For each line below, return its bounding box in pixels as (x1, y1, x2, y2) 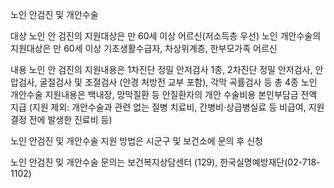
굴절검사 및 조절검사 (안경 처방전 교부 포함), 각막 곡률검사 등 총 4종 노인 (39, 76, 318, 88)
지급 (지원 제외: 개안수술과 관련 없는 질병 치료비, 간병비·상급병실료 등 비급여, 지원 (10, 101, 325, 113)
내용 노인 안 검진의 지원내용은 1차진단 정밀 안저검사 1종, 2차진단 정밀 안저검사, (10, 64, 313, 75)
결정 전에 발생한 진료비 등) (10, 114, 113, 125)
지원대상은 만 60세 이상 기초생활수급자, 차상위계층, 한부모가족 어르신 (10, 43, 278, 54)
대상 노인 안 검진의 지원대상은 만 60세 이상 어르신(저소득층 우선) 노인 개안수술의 (10, 30, 322, 42)
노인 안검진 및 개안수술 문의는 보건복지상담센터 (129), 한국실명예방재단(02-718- (10, 156, 321, 168)
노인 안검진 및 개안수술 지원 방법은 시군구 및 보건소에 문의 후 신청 (10, 135, 263, 147)
